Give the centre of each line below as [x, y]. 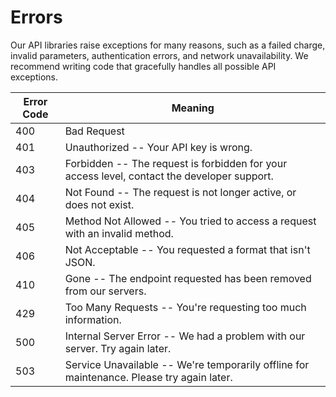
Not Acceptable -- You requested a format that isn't [187, 249]
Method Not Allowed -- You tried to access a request [190, 221]
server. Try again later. [118, 348]
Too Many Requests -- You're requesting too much [185, 307]
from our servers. [105, 291]
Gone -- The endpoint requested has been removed [188, 278]
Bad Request [94, 131]
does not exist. [99, 204]
